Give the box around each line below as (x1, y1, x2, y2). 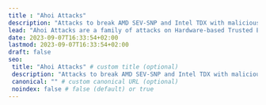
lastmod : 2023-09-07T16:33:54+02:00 (8, 41, 129, 49)
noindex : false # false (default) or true (11, 84, 154, 93)
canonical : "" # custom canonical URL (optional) (11, 77, 179, 85)
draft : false (8, 48, 51, 56)
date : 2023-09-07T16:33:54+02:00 (8, 33, 119, 42)
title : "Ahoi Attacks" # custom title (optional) (11, 63, 179, 71)
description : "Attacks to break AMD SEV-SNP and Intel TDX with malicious (8, 19, 260, 27)
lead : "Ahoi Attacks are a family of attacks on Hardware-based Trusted (8, 26, 253, 34)
